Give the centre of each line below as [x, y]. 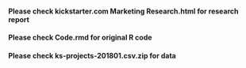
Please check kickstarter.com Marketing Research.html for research [123, 11]
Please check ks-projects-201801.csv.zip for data [92, 55]
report [19, 19]
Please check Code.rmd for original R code [80, 38]
